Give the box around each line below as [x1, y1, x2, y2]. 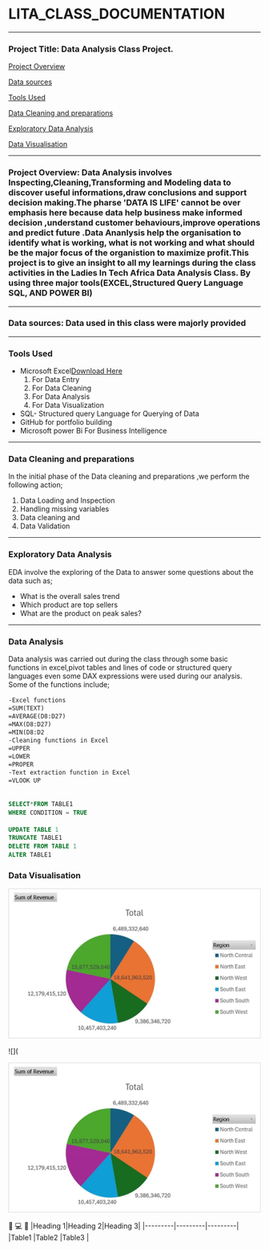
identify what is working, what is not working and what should [8, 238, 255, 249]
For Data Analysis [31, 392, 90, 401]
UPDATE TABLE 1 [8, 825, 59, 833]
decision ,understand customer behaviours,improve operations [8, 218, 261, 229]
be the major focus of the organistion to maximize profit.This [8, 247, 250, 259]
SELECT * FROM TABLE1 [8, 800, 74, 808]
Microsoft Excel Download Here [19, 366, 122, 376]
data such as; [8, 576, 54, 585]
